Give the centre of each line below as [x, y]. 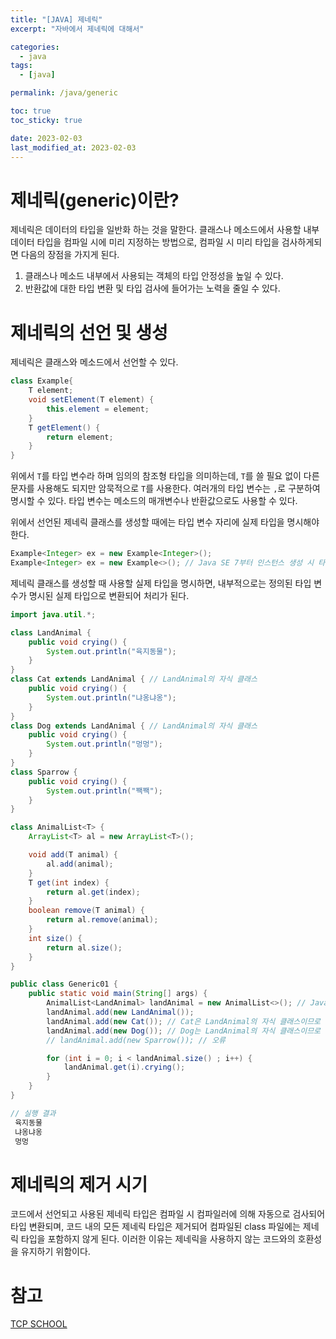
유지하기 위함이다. [55, 1252]
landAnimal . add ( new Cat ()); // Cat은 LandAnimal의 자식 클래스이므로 [184, 1021]
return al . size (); [84, 947]
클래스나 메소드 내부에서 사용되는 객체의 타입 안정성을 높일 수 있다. [154, 276]
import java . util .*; [53, 614]
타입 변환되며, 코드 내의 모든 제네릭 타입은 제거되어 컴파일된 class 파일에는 [155, 1227]
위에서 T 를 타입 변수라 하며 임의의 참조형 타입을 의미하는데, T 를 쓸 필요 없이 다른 [165, 476]
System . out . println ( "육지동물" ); [111, 651]
